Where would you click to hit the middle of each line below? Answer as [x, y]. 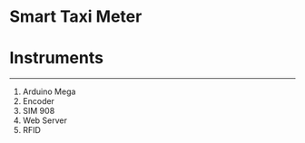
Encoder [38, 101]
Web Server [45, 120]
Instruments [57, 58]
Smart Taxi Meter [76, 17]
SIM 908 [39, 111]
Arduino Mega [49, 91]
